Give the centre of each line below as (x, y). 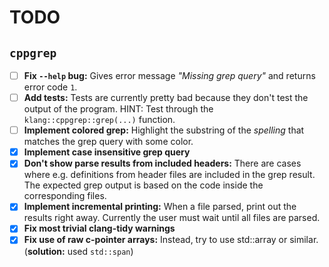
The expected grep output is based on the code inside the (143, 185)
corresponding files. (65, 196)
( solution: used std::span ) (78, 251)
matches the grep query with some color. (108, 142)
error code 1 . (50, 87)
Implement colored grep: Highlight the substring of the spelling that (164, 130)
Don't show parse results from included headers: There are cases (162, 163)
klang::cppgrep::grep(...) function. (99, 120)
